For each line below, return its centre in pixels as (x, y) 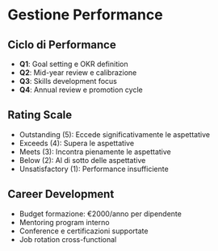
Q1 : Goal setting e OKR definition (73, 64)
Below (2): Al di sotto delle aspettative (82, 160)
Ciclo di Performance (62, 45)
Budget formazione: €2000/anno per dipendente (101, 213)
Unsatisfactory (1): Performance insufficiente (94, 169)
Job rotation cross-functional (68, 239)
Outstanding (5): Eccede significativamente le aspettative (115, 134)
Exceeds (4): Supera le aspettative (77, 143)
